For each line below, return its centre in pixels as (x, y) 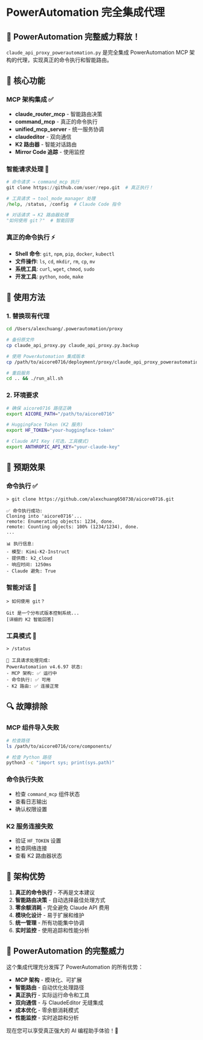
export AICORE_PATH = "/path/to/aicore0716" (60, 414)
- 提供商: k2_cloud (29, 558)
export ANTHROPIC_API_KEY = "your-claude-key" (63, 447)
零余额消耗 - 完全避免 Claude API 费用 (62, 907)
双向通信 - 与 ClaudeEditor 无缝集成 (59, 1002)
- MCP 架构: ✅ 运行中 (32, 674)
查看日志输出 (31, 801)
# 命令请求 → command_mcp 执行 (43, 182)
